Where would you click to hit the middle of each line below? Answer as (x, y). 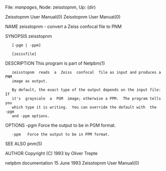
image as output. (30, 81)
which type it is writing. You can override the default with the (84, 107)
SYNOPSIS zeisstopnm (29, 36)
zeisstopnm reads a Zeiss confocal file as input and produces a (86, 72)
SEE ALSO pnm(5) (24, 144)
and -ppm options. (31, 116)
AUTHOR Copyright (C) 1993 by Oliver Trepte (51, 153)
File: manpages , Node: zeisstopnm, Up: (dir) (50, 7)
